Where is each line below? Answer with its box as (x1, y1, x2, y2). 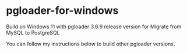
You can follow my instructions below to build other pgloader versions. (6, 40, 175, 47)
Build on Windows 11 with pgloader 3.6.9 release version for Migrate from (6, 23, 182, 30)
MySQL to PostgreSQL (6, 29, 60, 36)
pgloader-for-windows (6, 4, 119, 17)
